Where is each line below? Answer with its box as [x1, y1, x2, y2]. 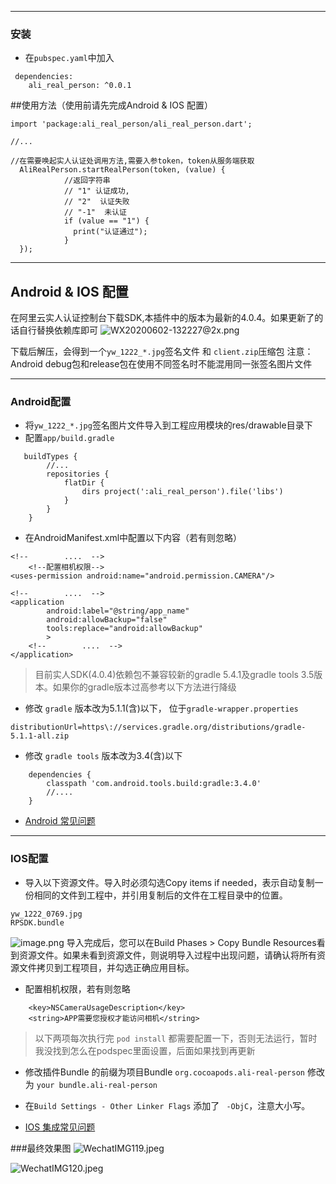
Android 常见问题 [24, 815, 96, 827]
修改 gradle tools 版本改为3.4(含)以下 [24, 750, 183, 762]
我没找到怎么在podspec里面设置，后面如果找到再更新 [34, 1044, 256, 1056]
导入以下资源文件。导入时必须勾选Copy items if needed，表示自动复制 [24, 876, 315, 888]
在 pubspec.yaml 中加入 [24, 52, 115, 64]
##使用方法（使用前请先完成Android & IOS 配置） [10, 99, 213, 111]
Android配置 [10, 395, 72, 409]
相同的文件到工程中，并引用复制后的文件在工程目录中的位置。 [33, 889, 288, 901]
